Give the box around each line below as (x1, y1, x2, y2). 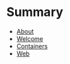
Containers (16, 42, 48, 50)
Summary (6, 4, 63, 20)
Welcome (16, 34, 44, 42)
